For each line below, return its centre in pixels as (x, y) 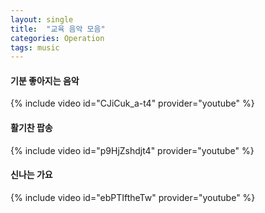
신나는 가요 (31, 175)
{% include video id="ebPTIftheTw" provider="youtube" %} (133, 197)
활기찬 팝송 (31, 128)
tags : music (35, 47)
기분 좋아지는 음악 (45, 80)
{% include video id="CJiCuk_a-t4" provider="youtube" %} (132, 103)
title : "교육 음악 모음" (58, 29)
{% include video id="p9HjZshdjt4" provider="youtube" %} (132, 150)
